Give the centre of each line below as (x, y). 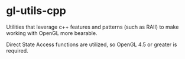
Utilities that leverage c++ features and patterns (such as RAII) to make (92, 27)
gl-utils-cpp (36, 11)
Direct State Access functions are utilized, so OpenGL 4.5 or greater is (92, 44)
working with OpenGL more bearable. (52, 33)
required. (17, 50)
